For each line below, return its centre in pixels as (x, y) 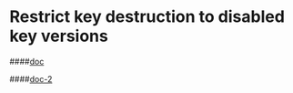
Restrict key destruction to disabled (147, 17)
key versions (59, 36)
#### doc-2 (31, 78)
